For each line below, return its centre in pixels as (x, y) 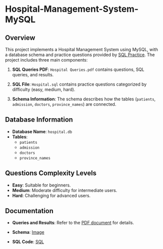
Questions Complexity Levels (51, 173)
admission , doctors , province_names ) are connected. (64, 104)
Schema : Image (28, 232)
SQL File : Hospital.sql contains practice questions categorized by (79, 84)
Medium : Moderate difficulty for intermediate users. (65, 190)
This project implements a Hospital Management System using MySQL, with (81, 49)
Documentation (29, 211)
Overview (20, 38)
